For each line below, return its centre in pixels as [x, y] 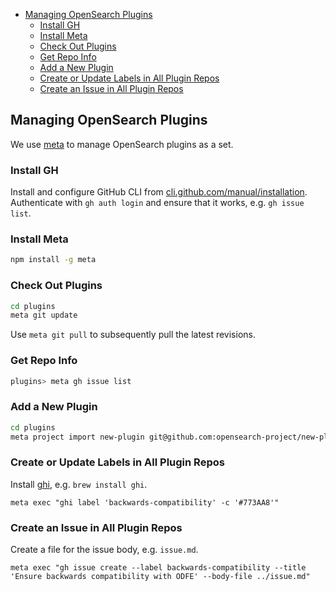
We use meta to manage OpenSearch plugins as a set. [122, 144]
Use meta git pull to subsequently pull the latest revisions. [133, 335]
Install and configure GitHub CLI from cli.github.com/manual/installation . [159, 192]
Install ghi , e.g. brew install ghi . [79, 484]
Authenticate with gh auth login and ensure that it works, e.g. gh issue [157, 203]
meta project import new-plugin [77, 437]
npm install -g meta [53, 260]
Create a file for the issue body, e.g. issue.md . [104, 550]
